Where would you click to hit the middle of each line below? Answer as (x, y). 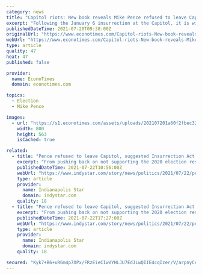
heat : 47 (17, 57)
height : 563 (32, 134)
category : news (25, 12)
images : (16, 117)
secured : (17, 262)
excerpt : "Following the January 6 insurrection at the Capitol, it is (98, 23)
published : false (28, 62)
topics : (16, 95)
